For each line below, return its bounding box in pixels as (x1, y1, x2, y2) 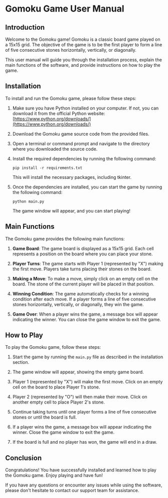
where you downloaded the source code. (12, 146, 98, 152)
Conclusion (5, 453, 42, 462)
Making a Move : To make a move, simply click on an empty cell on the (12, 275, 158, 281)
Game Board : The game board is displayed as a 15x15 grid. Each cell (12, 245, 154, 251)
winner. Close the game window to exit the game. (12, 429, 115, 435)
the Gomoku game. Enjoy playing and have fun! (5, 472, 103, 478)
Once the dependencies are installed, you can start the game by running (12, 184, 162, 190)
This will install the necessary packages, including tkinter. (12, 174, 132, 180)
